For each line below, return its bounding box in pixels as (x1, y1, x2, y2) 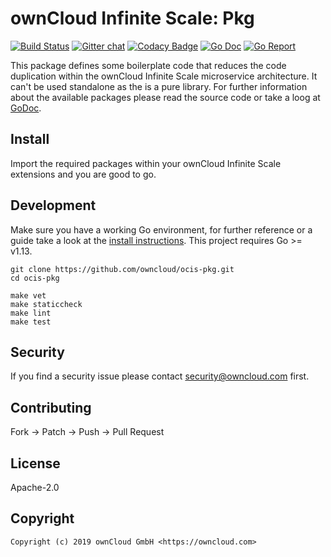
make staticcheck (10, 299, 83, 309)
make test (10, 317, 52, 327)
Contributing (10, 399, 92, 416)
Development (10, 197, 97, 214)
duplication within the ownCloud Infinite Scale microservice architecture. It (10, 70, 318, 82)
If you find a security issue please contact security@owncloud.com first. (10, 370, 310, 382)
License (10, 455, 61, 472)
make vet (10, 290, 47, 301)
